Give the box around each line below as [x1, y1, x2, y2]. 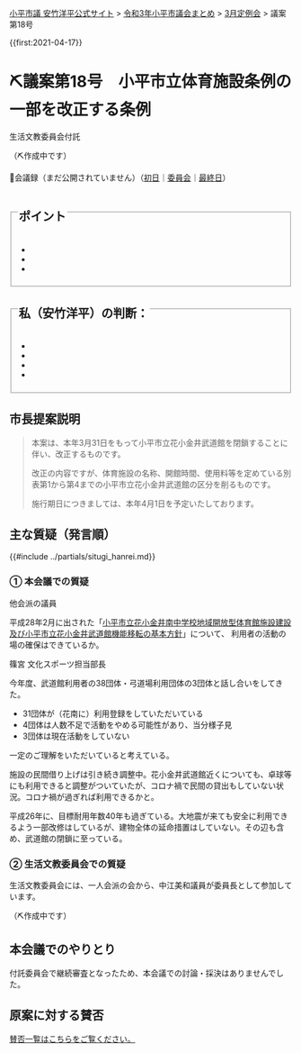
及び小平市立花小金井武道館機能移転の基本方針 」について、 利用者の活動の [9, 628, 287, 639]
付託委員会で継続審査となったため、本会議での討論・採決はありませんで [9, 967, 277, 978]
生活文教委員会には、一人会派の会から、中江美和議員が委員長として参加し [9, 880, 285, 891]
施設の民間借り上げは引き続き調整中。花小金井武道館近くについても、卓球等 [9, 768, 292, 779]
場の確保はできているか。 [9, 639, 104, 650]
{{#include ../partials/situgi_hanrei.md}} [9, 551, 155, 562]
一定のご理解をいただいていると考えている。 [9, 749, 174, 760]
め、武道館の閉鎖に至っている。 [9, 832, 128, 844]
